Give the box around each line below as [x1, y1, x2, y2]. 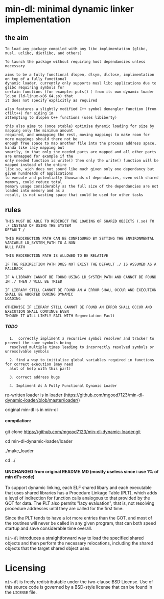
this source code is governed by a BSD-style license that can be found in [5, 584, 153, 590]
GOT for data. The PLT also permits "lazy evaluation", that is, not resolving [5, 500, 155, 506]
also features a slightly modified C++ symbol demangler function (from [5, 107, 157, 111]
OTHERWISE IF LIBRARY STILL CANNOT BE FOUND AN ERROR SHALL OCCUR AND [5, 304, 152, 310]
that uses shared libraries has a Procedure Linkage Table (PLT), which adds [5, 490, 158, 496]
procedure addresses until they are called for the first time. [5, 506, 124, 512]
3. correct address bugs [9, 375, 60, 380]
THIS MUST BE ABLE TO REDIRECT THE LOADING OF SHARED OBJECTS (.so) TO [5, 218, 154, 224]
